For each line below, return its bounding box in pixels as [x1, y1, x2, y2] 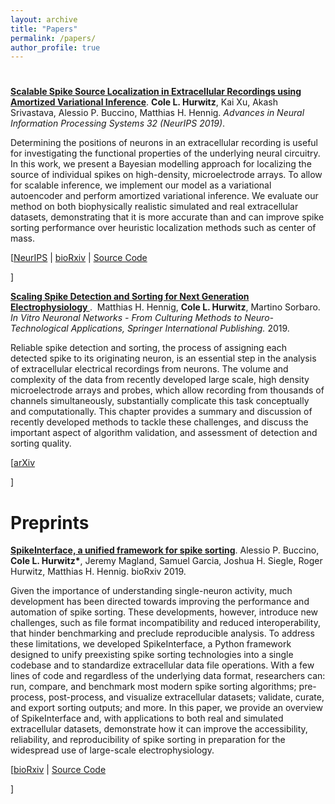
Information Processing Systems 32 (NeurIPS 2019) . [10, 117, 226, 130]
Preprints [10, 511, 90, 534]
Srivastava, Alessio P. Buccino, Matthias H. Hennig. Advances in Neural [10, 107, 305, 119]
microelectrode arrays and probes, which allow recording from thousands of [10, 384, 325, 396]
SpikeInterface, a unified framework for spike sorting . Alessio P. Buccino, [10, 544, 320, 556]
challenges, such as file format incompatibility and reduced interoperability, [10, 617, 321, 629]
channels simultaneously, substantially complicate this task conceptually [10, 395, 310, 407]
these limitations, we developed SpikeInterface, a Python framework [10, 638, 292, 650]
